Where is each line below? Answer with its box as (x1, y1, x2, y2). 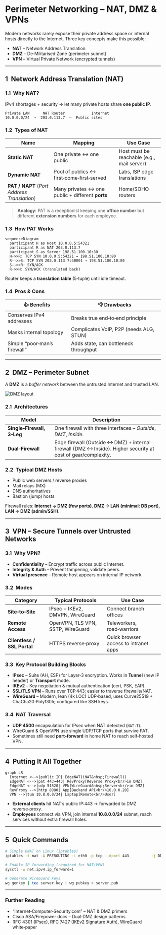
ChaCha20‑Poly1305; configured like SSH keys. (12, 699, 110, 705)
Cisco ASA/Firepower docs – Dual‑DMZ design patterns (12, 913, 126, 919)
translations (118, 174, 146, 181)
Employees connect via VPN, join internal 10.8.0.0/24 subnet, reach (12, 811, 152, 817)
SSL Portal (7, 643, 33, 650)
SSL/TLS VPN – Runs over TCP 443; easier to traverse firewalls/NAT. (12, 688, 153, 694)
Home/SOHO (118, 185, 149, 192)
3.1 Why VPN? (5, 550, 41, 557)
